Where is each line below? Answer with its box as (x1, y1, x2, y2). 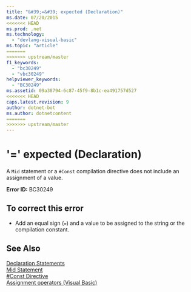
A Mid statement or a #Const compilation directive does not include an (6, 168, 180, 175)
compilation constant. (15, 225, 70, 233)
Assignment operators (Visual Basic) (6, 279, 98, 286)
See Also (6, 244, 41, 254)
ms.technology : (6, 32, 45, 38)
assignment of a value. (6, 174, 63, 182)
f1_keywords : (6, 59, 39, 65)
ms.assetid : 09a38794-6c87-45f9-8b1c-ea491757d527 (6, 88, 137, 94)
